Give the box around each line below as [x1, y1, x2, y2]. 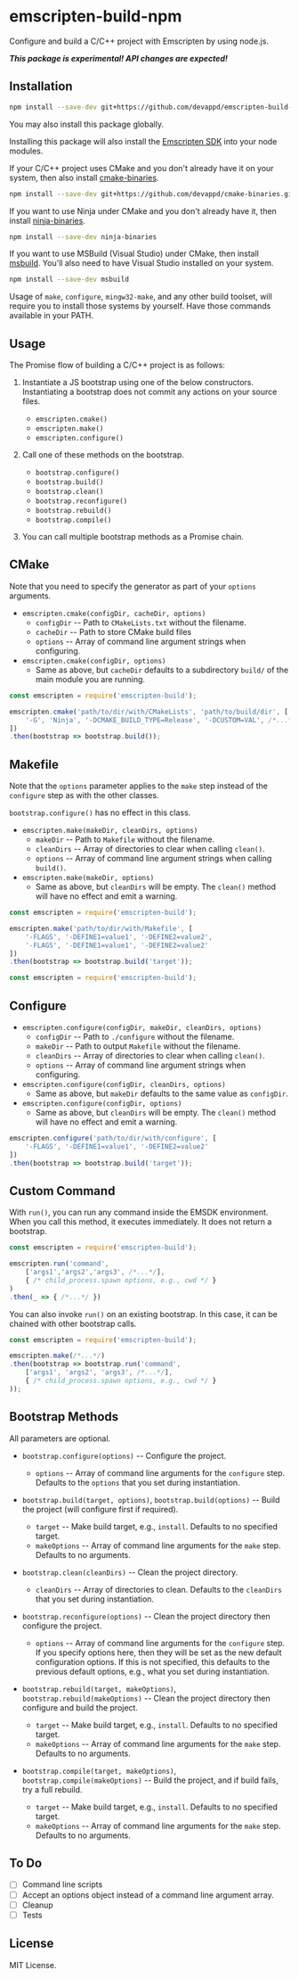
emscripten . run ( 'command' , [9, 1259, 109, 1268]
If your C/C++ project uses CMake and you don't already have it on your [9, 162, 274, 173]
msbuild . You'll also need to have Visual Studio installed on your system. [9, 258, 274, 268]
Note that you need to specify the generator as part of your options [9, 581, 256, 591]
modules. [9, 145, 44, 156]
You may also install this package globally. [9, 119, 165, 129]
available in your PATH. [9, 310, 93, 321]
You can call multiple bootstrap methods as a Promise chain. [21, 532, 245, 542]
